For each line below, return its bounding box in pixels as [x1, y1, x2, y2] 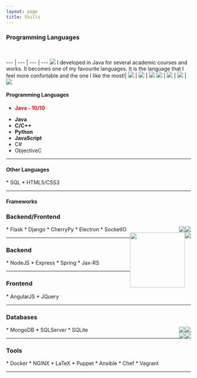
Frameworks [6, 198, 38, 205]
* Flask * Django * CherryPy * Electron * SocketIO [6, 226, 127, 233]
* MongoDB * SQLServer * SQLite [6, 326, 89, 333]
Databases [6, 313, 38, 321]
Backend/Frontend [6, 212, 60, 221]
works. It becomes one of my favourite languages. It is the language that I [6, 65, 184, 72]
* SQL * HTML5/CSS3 [6, 179, 60, 186]
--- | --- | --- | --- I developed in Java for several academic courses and [6, 59, 188, 66]
